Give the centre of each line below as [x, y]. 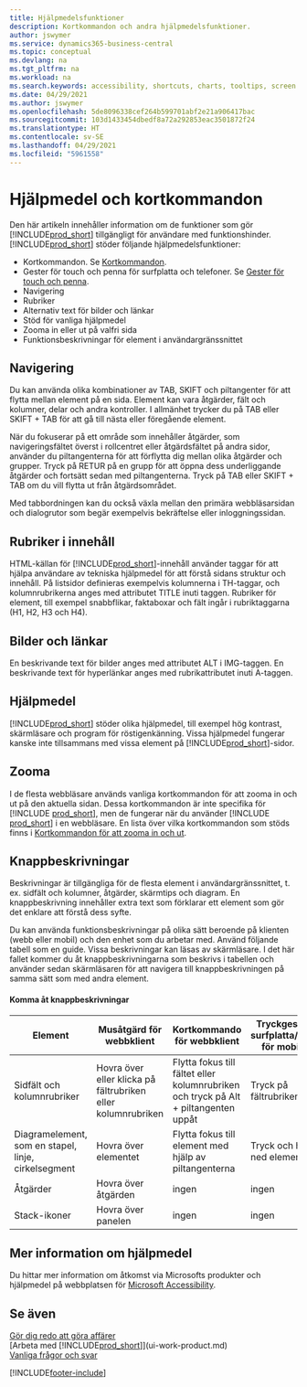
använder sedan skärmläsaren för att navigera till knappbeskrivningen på [147, 969]
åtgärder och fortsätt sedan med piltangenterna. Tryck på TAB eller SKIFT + [152, 475]
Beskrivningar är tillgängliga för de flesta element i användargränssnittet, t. [150, 883]
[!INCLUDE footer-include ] [58, 1373]
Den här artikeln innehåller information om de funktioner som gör [132, 224]
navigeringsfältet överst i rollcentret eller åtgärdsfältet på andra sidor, [140, 447]
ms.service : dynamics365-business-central [91, 43]
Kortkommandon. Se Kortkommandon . [95, 261]
